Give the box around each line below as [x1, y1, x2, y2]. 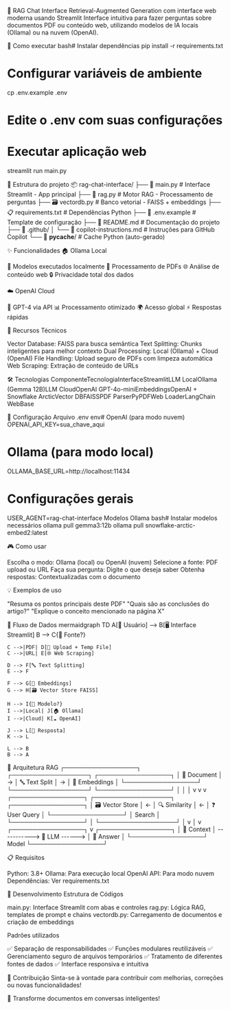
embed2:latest [7, 528, 48, 536]
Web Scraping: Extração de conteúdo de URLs [7, 361, 139, 370]
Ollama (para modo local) [7, 444, 154, 460]
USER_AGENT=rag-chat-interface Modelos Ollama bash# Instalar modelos [7, 514, 218, 522]
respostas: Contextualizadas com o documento [7, 572, 141, 580]
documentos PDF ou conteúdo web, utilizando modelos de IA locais [7, 21, 199, 29]
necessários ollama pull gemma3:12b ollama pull [7, 521, 144, 529]
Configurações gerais [7, 491, 134, 507]
